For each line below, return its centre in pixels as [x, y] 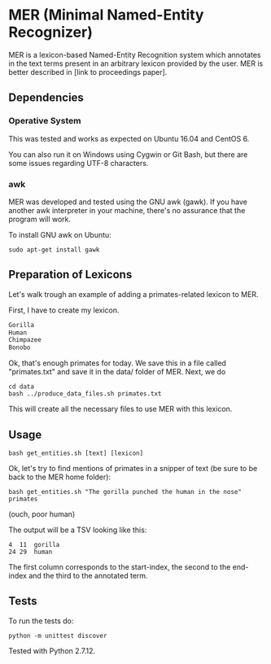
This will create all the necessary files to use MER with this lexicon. [120, 409]
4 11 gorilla [34, 545]
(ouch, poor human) [42, 514]
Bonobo [20, 347]
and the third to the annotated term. [88, 576]
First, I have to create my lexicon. [64, 310]
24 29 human [31, 552]
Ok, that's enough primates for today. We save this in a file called [117, 363]
